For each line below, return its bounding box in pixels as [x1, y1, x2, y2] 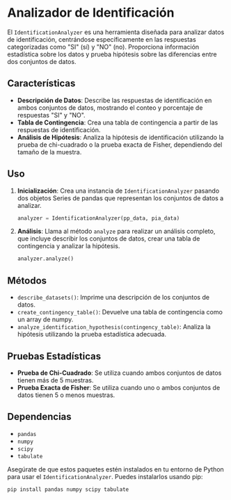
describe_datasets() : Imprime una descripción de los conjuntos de [17, 293, 210, 302]
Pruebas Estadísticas [7, 350, 102, 362]
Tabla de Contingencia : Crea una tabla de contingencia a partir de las [17, 118, 218, 127]
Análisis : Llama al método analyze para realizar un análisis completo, [17, 227, 216, 236]
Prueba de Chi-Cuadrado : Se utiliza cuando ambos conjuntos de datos [17, 369, 222, 377]
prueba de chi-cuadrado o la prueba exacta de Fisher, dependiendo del [17, 140, 223, 149]
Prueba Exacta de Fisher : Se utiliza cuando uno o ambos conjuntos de [17, 383, 221, 392]
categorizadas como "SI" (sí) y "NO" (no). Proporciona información [7, 42, 200, 51]
